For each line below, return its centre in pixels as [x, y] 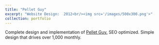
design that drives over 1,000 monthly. [43, 37]
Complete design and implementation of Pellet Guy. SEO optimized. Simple [79, 32]
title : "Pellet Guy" [26, 9]
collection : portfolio [28, 18]
